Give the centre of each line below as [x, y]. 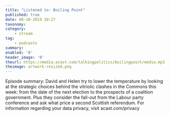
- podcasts [26, 43]
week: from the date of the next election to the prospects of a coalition [79, 92]
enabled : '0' [19, 52]
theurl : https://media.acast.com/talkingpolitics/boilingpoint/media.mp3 [85, 62]
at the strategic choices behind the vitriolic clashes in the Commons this [81, 86]
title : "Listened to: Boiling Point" [45, 10]
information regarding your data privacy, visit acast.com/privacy [73, 108]
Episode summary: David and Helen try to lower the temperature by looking [84, 81]
